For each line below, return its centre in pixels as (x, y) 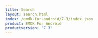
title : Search (20, 10)
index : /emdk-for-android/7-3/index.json (49, 19)
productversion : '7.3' (29, 28)
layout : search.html (27, 14)
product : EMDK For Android (33, 23)
